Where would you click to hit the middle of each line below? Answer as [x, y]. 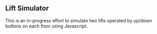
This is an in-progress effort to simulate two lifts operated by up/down [79, 20]
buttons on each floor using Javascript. [46, 26]
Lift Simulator [27, 8]
